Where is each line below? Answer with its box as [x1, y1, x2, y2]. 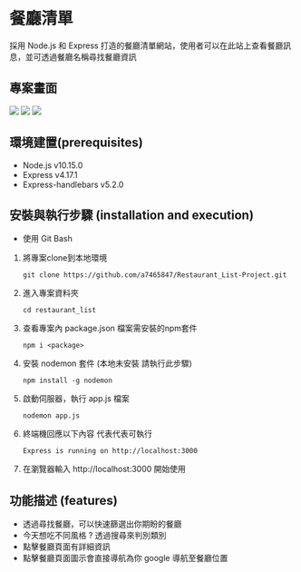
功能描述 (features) [9, 492, 118, 508]
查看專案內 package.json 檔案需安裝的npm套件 [22, 323, 198, 334]
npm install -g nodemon [22, 376, 113, 386]
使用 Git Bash [22, 233, 73, 244]
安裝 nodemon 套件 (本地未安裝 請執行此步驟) [22, 358, 193, 369]
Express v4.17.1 [22, 169, 78, 180]
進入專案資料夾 [22, 288, 79, 299]
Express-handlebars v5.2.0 [22, 179, 124, 190]
